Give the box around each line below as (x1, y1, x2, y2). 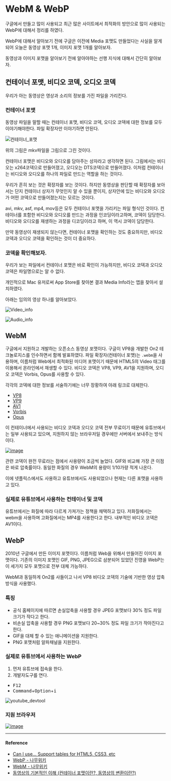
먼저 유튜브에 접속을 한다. (12, 665, 64, 672)
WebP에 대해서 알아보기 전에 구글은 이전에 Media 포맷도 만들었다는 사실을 (5, 38, 153, 44)
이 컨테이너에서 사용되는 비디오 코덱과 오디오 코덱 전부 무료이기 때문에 (5, 425, 144, 431)
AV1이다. (5, 521, 23, 527)
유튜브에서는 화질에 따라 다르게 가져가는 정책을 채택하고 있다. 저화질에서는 (5, 508, 152, 514)
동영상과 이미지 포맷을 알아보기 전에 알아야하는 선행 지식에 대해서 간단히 (5, 55, 148, 61)
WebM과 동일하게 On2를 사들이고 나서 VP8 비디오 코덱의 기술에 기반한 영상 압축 (5, 574, 165, 580)
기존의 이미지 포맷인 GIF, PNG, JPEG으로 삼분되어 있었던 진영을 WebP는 (20, 557, 164, 563)
